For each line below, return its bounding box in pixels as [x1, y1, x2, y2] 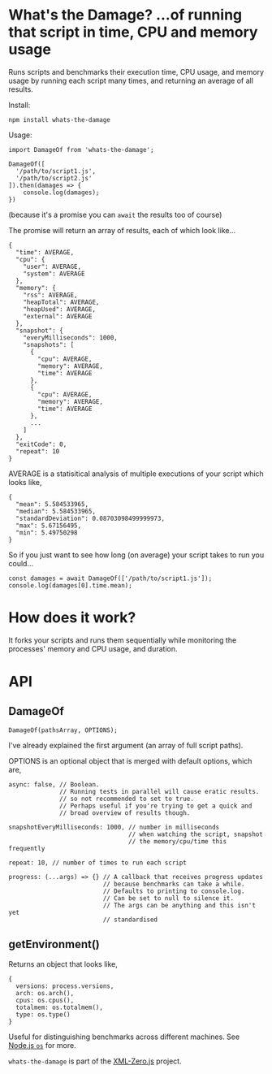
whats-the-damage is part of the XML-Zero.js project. [8, 1056, 182, 1066]
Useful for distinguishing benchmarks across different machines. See [8, 1032, 240, 1042]
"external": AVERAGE [23, 312, 93, 320]
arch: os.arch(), [15, 989, 75, 997]
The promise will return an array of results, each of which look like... [8, 225, 236, 235]
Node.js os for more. [8, 1040, 76, 1050]
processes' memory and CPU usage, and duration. [8, 643, 178, 653]
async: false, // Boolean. [8, 780, 100, 789]
